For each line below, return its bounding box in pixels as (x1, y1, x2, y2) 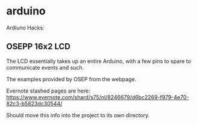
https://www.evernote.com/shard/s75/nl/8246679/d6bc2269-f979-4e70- (6, 93, 189, 100)
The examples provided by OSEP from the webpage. (6, 75, 137, 82)
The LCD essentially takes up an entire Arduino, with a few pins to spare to (6, 57, 192, 64)
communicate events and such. (6, 64, 84, 71)
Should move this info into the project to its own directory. (6, 111, 150, 118)
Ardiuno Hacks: (6, 24, 45, 31)
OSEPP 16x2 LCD (6, 41, 70, 52)
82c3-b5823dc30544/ (6, 100, 63, 107)
